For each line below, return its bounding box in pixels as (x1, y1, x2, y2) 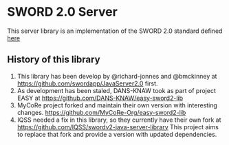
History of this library (7, 54, 101, 66)
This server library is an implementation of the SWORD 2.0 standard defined (7, 27, 223, 35)
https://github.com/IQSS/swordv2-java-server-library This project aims (17, 122, 219, 131)
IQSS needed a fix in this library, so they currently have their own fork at (17, 116, 221, 124)
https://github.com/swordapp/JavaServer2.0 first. (17, 79, 158, 88)
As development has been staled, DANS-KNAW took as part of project (17, 86, 217, 94)
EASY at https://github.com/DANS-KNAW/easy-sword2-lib (17, 94, 184, 102)
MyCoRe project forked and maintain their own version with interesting (17, 101, 218, 109)
